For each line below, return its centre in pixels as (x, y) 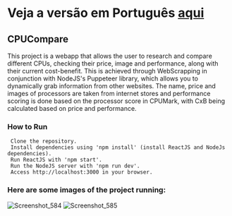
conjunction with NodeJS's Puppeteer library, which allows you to (103, 78)
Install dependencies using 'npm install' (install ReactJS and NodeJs (118, 148)
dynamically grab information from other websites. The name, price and (112, 86)
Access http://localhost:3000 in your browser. (81, 172)
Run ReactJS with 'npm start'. (56, 160)
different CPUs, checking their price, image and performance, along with (113, 64)
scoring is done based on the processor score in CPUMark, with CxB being (116, 101)
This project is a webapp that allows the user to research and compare (110, 56)
